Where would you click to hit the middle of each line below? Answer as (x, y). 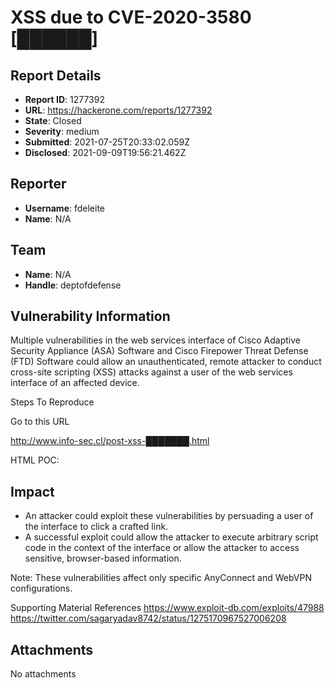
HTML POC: (35, 460)
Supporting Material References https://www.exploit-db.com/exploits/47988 (167, 608)
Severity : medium (62, 131)
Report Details (56, 75)
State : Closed (53, 120)
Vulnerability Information (90, 316)
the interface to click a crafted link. (96, 527)
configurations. (41, 588)
